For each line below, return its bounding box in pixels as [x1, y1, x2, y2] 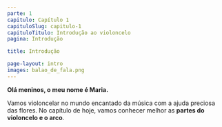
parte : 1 [7, 10, 32, 17]
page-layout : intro [7, 60, 63, 67]
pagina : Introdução [7, 36, 63, 43]
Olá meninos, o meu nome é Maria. [7, 85, 109, 93]
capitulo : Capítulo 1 [7, 16, 70, 23]
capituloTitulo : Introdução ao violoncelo [7, 29, 131, 36]
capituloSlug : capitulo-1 [7, 23, 81, 30]
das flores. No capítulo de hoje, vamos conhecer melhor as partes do [7, 106, 205, 114]
